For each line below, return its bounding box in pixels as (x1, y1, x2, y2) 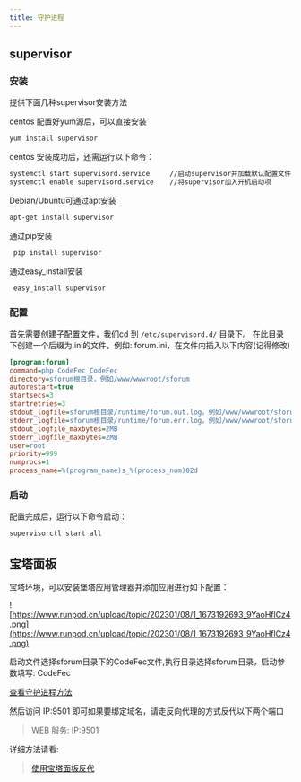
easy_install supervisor (13, 284, 106, 293)
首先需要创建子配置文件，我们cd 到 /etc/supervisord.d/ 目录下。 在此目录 (9, 329, 285, 339)
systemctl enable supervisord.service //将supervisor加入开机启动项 (9, 178, 271, 187)
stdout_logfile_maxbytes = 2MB (9, 424, 118, 434)
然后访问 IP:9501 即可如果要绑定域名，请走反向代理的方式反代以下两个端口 (9, 706, 285, 716)
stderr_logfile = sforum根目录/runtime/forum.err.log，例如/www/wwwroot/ (9, 416, 275, 425)
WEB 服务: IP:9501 (30, 725, 99, 736)
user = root (9, 441, 47, 450)
